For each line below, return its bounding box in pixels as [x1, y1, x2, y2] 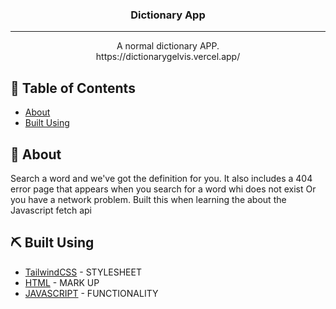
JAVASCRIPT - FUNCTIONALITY [24, 287, 159, 299]
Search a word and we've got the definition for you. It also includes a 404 [10, 172, 313, 184]
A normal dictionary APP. [116, 40, 220, 52]
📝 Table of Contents [10, 79, 136, 97]
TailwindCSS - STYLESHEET [24, 266, 142, 278]
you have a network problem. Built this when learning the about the [10, 193, 287, 205]
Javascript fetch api [10, 204, 92, 216]
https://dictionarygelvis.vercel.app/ [95, 51, 241, 63]
